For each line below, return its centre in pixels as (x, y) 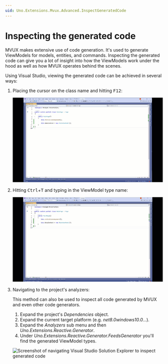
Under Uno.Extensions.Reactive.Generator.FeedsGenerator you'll (87, 335)
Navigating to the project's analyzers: (51, 289)
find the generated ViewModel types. (58, 341)
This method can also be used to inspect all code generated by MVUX (84, 299)
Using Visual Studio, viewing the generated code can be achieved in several (83, 76)
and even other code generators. (46, 304)
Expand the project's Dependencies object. (64, 314)
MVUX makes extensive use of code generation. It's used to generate (77, 50)
